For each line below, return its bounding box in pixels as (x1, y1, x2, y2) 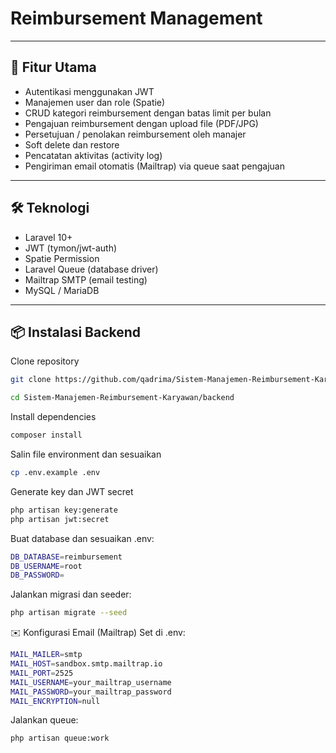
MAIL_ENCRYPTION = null (10, 696, 101, 706)
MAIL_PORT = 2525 (10, 668, 74, 678)
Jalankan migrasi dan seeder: (10, 588, 132, 601)
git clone (10, 375, 52, 385)
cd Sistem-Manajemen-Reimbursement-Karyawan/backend (10, 393, 235, 403)
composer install (10, 430, 83, 441)
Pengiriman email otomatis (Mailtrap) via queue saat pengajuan (24, 160, 285, 172)
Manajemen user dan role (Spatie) (24, 96, 166, 108)
